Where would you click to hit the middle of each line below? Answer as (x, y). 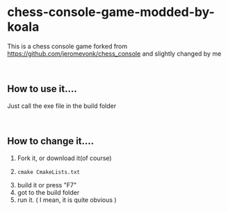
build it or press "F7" (47, 185)
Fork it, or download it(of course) (65, 158)
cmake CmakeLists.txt (48, 172)
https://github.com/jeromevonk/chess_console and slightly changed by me (114, 54)
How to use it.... (42, 89)
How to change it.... (51, 141)
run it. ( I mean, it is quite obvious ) (67, 200)
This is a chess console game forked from (67, 46)
